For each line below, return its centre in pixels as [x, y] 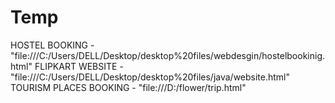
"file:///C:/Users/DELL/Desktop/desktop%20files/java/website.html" [150, 77]
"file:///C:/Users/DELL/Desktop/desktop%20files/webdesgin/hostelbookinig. [168, 55]
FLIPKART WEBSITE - [79, 66]
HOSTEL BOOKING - [52, 45]
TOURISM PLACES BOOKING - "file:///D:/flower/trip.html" [128, 87]
